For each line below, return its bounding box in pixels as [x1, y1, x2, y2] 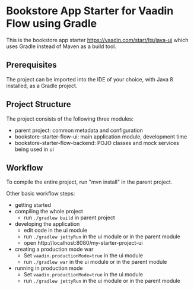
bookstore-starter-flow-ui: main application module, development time [14, 133, 187, 140]
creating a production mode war [14, 245, 94, 253]
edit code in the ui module [23, 227, 88, 234]
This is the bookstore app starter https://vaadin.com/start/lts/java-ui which [6, 36, 189, 43]
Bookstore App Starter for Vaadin [6, 4, 174, 18]
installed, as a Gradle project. [6, 82, 78, 89]
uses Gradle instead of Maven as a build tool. [6, 43, 117, 50]
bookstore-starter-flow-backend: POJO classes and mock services [14, 139, 179, 146]
